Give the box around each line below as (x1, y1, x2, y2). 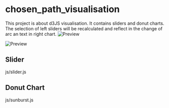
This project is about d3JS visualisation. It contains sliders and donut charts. (5, 20, 164, 26)
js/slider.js (5, 69, 26, 75)
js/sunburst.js (5, 97, 34, 103)
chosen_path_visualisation (5, 4, 120, 15)
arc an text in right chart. (5, 31, 57, 37)
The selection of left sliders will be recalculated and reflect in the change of (5, 25, 163, 31)
